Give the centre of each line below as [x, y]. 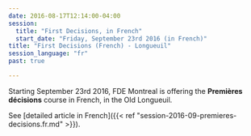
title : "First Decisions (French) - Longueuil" [90, 46]
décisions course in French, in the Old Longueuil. [90, 100]
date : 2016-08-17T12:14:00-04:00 [65, 16]
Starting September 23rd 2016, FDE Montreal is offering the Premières [125, 91]
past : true [27, 62]
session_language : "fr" [48, 53]
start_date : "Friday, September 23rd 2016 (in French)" [111, 38]
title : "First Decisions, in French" [79, 31]
